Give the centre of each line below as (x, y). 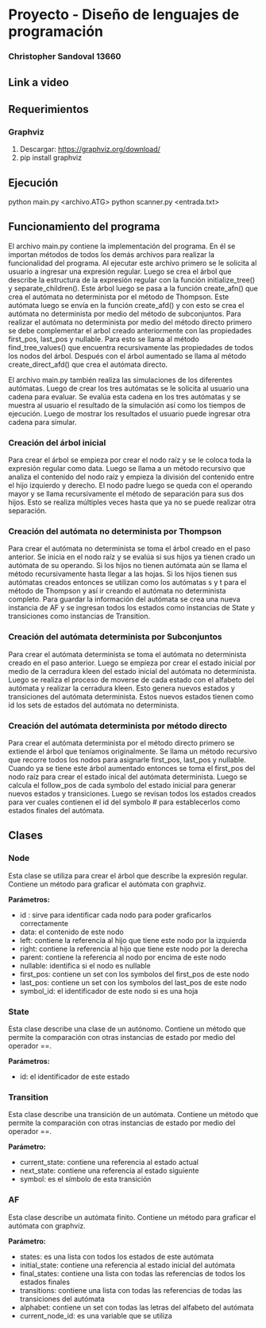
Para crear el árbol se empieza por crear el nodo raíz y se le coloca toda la (130, 460)
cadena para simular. (42, 422)
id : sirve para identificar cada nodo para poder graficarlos (116, 915)
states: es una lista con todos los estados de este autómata (117, 1256)
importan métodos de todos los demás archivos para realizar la (112, 254)
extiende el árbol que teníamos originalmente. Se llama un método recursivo (133, 751)
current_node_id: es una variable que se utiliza (96, 1315)
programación (56, 31)
